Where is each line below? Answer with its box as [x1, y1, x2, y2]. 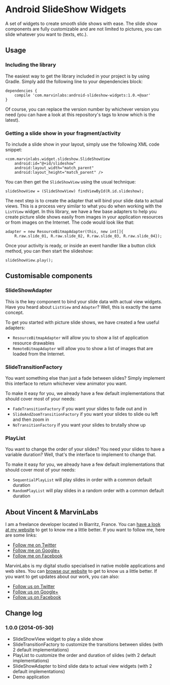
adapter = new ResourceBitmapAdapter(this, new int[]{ [5, 229, 124, 234]
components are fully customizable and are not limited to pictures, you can [5, 25, 162, 32]
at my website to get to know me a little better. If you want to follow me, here [5, 526, 165, 533]
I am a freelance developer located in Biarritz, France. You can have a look [5, 521, 161, 528]
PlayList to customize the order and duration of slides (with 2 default [12, 652, 156, 658]
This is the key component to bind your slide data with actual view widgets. [5, 298, 162, 304]
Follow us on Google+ [12, 589, 59, 595]
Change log [5, 609, 43, 618]
